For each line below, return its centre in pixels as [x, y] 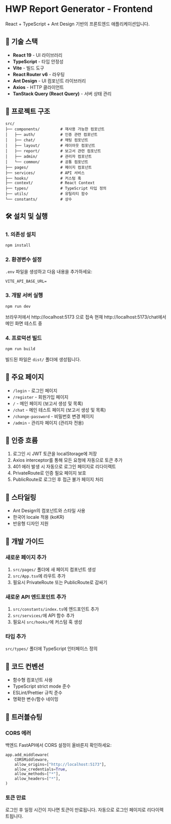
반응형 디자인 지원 [30, 523]
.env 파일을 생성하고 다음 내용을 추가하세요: [49, 272]
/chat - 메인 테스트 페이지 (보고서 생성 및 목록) [59, 410]
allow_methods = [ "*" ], [37, 774]
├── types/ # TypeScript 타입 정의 [56, 188]
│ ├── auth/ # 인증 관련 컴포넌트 [51, 134]
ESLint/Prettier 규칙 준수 [37, 693]
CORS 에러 [18, 733]
